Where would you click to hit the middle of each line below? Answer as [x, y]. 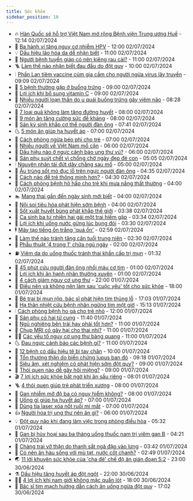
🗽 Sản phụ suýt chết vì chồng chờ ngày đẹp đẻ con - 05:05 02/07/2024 [101, 158]
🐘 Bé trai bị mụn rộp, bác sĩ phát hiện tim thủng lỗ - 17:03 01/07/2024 [97, 298]
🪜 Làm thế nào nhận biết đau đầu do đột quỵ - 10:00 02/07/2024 [93, 66]
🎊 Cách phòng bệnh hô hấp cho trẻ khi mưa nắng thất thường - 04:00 [98, 183]
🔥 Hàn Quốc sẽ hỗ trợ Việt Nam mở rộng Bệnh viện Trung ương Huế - [98, 33]
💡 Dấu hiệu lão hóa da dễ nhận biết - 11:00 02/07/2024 [81, 53]
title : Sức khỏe [26, 11]
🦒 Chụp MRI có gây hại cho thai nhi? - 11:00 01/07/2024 [81, 330]
